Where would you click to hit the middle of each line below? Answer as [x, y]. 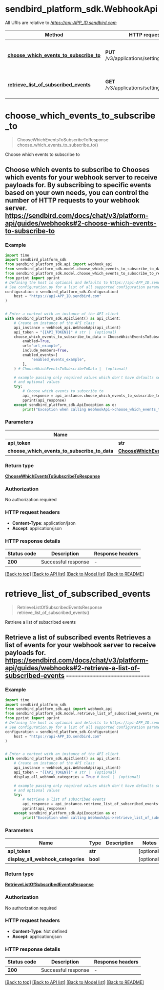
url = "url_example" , [42, 346]
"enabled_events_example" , [59, 359]
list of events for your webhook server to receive [81, 645]
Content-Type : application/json [44, 523]
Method [54, 34]
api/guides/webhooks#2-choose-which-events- [81, 223]
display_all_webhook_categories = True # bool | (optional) [77, 777]
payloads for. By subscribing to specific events [78, 185]
